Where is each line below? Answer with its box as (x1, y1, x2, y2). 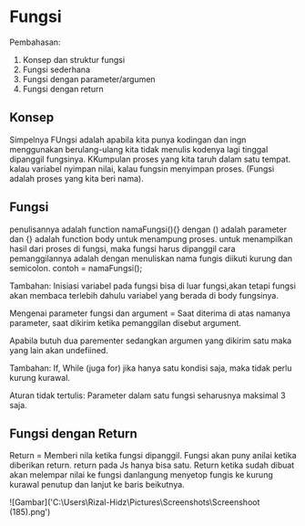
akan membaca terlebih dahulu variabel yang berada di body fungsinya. (9, 289, 280, 300)
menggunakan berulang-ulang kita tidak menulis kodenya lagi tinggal (9, 143, 269, 154)
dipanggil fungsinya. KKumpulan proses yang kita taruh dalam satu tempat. (9, 153, 291, 164)
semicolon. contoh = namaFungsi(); (9, 262, 143, 273)
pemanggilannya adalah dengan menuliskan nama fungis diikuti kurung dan (9, 253, 293, 264)
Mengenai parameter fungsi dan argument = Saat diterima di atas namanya (9, 308, 291, 319)
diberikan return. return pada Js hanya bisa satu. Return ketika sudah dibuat (9, 459, 295, 471)
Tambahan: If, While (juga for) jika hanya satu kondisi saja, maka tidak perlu (9, 363, 293, 373)
